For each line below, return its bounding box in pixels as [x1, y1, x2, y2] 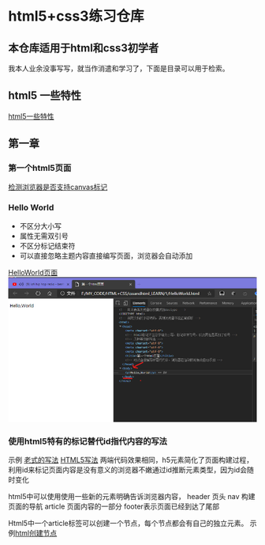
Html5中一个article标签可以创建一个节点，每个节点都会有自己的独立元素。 [8, 519, 248, 528]
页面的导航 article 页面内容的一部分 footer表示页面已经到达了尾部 [8, 501, 220, 511]
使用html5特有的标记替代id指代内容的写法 [8, 436, 168, 447]
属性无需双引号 [19, 231, 69, 240]
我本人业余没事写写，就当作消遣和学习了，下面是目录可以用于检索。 [8, 64, 230, 73]
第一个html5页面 [8, 163, 72, 174]
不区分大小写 [19, 221, 62, 230]
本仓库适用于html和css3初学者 [8, 41, 159, 55]
